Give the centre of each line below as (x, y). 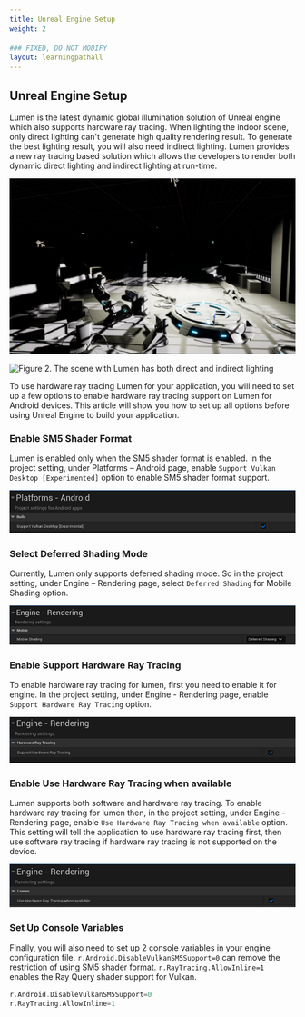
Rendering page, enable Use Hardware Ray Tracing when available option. (148, 823)
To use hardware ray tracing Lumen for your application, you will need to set (152, 386)
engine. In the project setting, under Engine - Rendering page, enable (139, 694)
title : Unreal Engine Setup (63, 19)
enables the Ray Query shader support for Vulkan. (103, 976)
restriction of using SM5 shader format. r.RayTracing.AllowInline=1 (137, 967)
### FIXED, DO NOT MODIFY (58, 48)
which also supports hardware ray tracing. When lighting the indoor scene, (149, 126)
